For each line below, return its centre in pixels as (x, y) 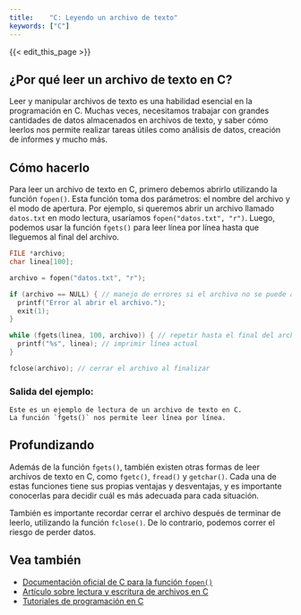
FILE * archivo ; (38, 254)
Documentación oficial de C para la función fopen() (117, 582)
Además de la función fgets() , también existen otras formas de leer (134, 467)
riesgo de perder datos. (53, 532)
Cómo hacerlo (50, 167)
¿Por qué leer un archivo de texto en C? (121, 79)
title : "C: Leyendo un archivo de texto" (94, 18)
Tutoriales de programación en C (83, 601)
